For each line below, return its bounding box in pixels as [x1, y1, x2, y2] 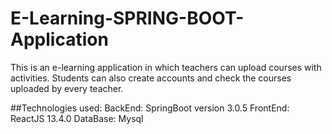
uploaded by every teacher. [10, 82, 124, 94]
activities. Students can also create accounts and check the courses [10, 72, 292, 84]
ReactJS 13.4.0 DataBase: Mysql [10, 112, 144, 124]
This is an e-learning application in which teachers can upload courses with [10, 61, 322, 73]
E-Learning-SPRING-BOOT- [10, 7, 245, 30]
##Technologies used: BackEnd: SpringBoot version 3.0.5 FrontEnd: [10, 102, 290, 114]
